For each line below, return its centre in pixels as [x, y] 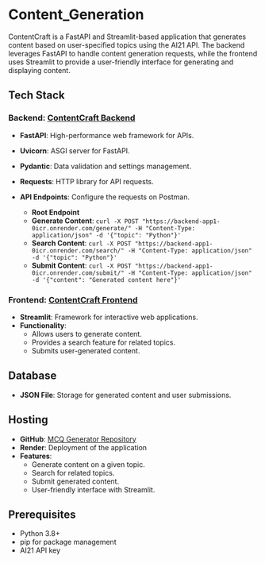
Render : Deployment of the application [83, 447]
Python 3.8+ [40, 534]
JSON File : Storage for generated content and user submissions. [125, 395]
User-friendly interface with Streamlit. [93, 489]
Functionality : [43, 325]
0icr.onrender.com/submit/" [78, 273]
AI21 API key [40, 550]
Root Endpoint [56, 212]
